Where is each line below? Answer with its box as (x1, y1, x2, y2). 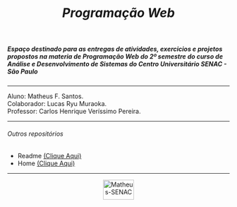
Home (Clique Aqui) (17, 159, 75, 167)
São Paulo (7, 67, 38, 76)
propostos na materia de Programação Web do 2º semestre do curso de (7, 52, 224, 61)
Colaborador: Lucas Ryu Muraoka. (7, 99, 107, 107)
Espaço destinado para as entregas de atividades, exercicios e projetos (7, 45, 223, 54)
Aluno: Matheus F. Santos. (7, 92, 84, 100)
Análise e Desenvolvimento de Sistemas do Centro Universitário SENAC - (7, 60, 227, 69)
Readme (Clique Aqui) (17, 151, 82, 160)
